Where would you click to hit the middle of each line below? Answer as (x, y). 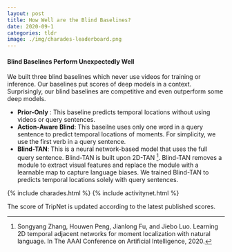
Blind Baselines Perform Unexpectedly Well (71, 61)
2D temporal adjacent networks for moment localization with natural (114, 233)
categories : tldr (32, 33)
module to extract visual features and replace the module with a (108, 165)
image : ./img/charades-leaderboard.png (65, 39)
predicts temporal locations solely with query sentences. (98, 179)
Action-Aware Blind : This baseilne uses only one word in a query (110, 127)
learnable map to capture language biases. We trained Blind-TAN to (113, 172)
